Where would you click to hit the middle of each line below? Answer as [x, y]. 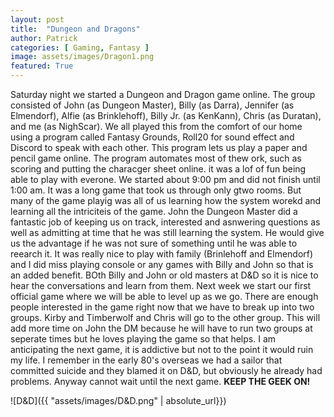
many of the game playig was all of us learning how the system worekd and [166, 200]
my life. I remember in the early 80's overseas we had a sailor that [146, 360]
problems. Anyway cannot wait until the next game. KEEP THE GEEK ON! [160, 381]
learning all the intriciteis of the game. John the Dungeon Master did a [154, 211]
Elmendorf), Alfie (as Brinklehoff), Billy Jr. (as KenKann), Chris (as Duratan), [166, 115]
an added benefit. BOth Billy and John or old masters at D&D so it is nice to [164, 275]
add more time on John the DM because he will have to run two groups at [161, 328]
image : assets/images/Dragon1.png [82, 57]
